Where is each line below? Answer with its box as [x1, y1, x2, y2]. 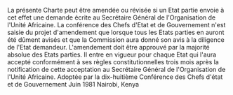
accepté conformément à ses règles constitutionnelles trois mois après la [7, 58, 219, 66]
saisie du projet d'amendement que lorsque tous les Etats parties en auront [7, 28, 225, 36]
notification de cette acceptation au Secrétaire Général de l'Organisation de [7, 66, 226, 73]
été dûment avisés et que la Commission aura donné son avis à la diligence [7, 36, 225, 44]
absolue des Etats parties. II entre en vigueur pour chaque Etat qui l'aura [7, 50, 217, 59]
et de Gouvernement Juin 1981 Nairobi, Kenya [7, 80, 139, 88]
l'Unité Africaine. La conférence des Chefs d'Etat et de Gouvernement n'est [7, 21, 226, 29]
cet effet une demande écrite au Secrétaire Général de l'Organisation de [7, 13, 216, 22]
